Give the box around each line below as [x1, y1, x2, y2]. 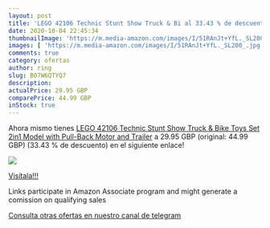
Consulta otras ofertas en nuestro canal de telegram [8, 210, 182, 221]
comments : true [8, 49, 59, 57]
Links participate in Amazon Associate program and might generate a [8, 186, 238, 197]
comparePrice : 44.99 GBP [8, 94, 92, 102]
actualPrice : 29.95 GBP [8, 86, 88, 95]
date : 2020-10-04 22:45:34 [8, 26, 99, 35]
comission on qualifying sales [8, 195, 107, 205]
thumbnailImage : [8, 34, 63, 43]
